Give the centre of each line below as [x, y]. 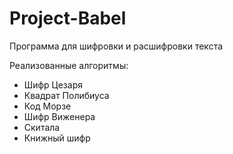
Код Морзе [47, 106]
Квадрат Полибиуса [66, 95]
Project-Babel [68, 18]
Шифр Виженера [59, 116]
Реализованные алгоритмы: [69, 65]
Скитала [42, 127]
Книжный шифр [57, 138]
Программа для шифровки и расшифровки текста [116, 46]
